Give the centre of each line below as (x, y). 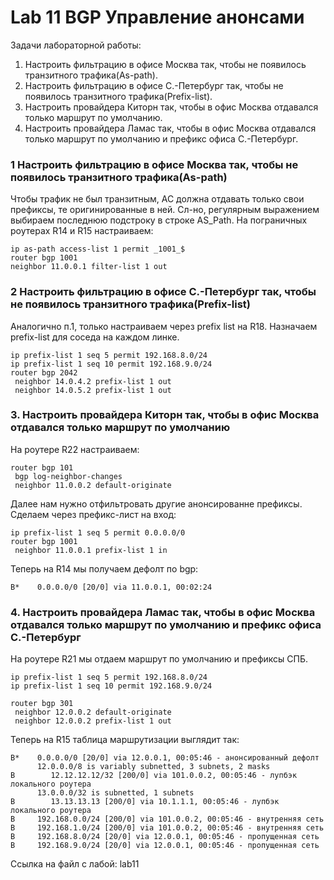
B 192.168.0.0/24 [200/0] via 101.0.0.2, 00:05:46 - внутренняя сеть (167, 819)
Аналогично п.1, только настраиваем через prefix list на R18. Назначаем (164, 326)
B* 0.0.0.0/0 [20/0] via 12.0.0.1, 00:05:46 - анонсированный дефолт (165, 758)
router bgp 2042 (44, 372)
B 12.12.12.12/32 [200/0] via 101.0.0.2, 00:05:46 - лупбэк (154, 776)
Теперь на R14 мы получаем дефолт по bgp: (104, 568)
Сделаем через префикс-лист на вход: (93, 514)
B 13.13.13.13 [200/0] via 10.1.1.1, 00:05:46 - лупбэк (145, 802)
